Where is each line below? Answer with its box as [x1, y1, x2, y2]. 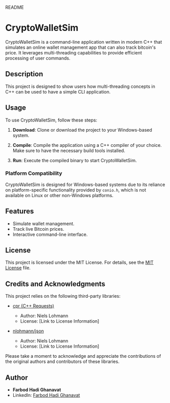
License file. [5, 265, 31, 271]
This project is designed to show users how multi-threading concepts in [5, 83, 156, 89]
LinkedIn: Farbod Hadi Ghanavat [12, 392, 80, 398]
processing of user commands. [5, 55, 71, 61]
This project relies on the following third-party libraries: [5, 293, 121, 299]
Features [5, 207, 34, 215]
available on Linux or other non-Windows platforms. [5, 192, 114, 198]
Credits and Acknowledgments [5, 280, 106, 288]
